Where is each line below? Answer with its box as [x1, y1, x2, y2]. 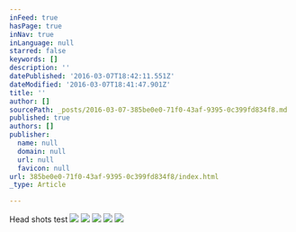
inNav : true [9, 30, 54, 39]
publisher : [9, 130, 50, 139]
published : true [9, 113, 70, 122]
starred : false [9, 47, 67, 56]
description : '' [9, 64, 70, 73]
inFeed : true [9, 13, 58, 22]
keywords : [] [9, 55, 58, 64]
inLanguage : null [9, 38, 75, 48]
